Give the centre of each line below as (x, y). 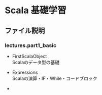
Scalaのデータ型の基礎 (36, 62)
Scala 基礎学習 (36, 10)
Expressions (25, 72)
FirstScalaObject (29, 56)
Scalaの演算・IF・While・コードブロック (55, 78)
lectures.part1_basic (31, 45)
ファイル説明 (25, 31)
